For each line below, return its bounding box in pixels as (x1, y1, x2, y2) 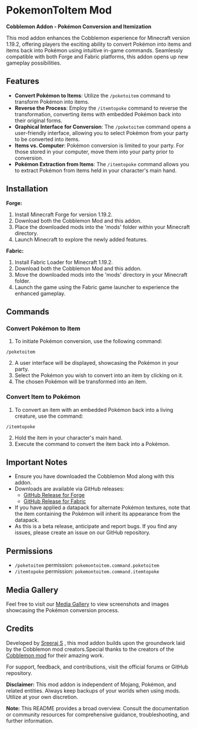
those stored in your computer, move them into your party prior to (14, 148, 174, 155)
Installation (6, 184, 48, 194)
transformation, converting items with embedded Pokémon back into (14, 110, 181, 117)
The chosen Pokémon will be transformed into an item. (14, 378, 148, 385)
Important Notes (6, 457, 68, 467)
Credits (6, 624, 34, 634)
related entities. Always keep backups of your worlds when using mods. (6, 687, 181, 694)
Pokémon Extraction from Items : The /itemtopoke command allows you (14, 160, 189, 167)
